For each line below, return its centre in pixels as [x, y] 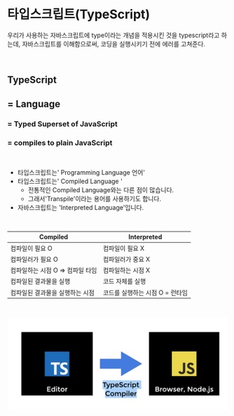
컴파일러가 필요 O [34, 259]
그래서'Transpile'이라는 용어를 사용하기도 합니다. [95, 199]
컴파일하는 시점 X [126, 270]
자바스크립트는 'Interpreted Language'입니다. [81, 207]
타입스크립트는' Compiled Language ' [70, 181]
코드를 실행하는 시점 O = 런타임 [145, 293]
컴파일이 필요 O [31, 248]
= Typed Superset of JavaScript [62, 123]
